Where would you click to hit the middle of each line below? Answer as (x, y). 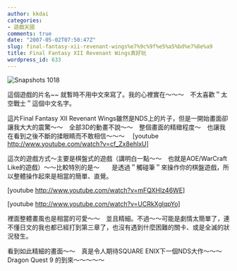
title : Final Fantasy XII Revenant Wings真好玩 (77, 54)
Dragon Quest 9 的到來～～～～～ (56, 260)
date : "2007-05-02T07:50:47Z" (52, 40)
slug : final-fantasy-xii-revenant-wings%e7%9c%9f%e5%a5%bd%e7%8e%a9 (110, 47)
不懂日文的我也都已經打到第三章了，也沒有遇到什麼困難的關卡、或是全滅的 (115, 227)
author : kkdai (28, 14)
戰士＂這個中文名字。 (44, 103)
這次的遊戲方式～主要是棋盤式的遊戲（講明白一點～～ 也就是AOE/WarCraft (117, 158)
